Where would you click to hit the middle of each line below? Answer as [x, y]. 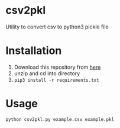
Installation [34, 51]
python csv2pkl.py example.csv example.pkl [60, 119]
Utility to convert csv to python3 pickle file [57, 27]
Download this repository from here [57, 67]
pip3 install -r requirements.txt [56, 80]
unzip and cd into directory [47, 73]
